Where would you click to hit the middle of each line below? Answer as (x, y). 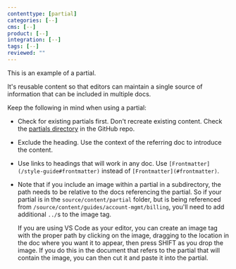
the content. (35, 150)
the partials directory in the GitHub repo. (76, 129)
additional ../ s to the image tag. (64, 214)
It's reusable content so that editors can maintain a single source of (105, 86)
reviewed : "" (26, 53)
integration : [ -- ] (34, 40)
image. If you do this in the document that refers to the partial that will (119, 250)
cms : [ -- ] (22, 27)
